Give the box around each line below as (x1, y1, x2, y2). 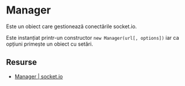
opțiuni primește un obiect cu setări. (6, 40, 94, 47)
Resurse (6, 57, 37, 67)
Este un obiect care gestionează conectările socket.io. (6, 23, 137, 30)
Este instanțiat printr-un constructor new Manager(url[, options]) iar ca (6, 34, 180, 41)
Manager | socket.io (14, 73, 63, 80)
